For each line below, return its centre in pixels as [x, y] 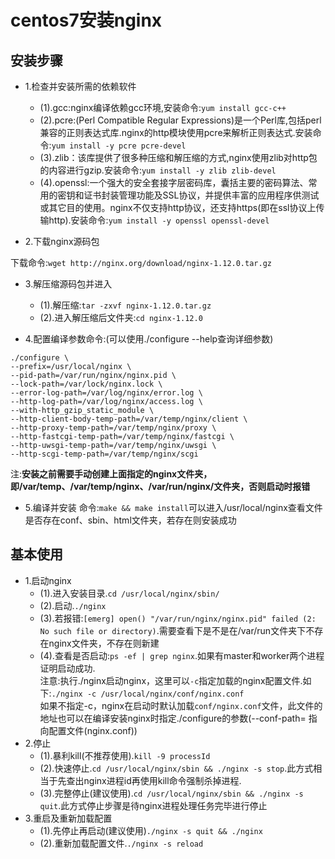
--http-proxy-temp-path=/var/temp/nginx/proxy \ [113, 428]
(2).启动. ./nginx [73, 605]
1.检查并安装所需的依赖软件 [80, 86]
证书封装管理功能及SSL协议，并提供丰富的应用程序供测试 [201, 195]
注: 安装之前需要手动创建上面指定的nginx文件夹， [111, 474]
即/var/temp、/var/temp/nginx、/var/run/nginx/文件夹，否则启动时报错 [160, 486]
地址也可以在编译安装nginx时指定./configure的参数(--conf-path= [173, 718]
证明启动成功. [67, 668]
